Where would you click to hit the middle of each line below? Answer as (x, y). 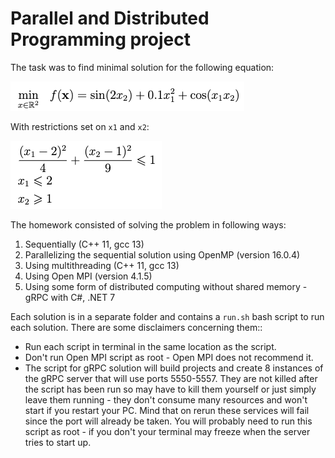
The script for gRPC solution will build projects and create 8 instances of (174, 368)
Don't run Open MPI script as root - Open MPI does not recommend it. (169, 357)
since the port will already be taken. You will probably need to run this (168, 421)
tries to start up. (58, 442)
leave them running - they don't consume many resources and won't (166, 399)
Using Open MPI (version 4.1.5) (88, 276)
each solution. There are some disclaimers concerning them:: (136, 327)
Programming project (100, 39)
